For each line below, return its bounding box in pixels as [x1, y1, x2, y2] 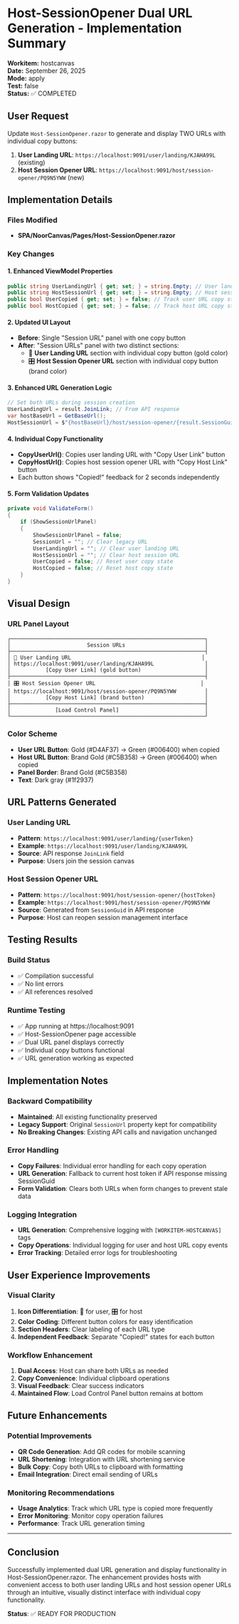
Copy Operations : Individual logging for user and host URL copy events [17, 1241, 228, 1249]
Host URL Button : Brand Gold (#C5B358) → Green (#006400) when [17, 753, 217, 761]
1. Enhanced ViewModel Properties [7, 266, 113, 275]
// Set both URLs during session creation [7, 399, 135, 407]
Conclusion [7, 1546, 60, 1558]
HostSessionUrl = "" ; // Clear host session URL [33, 551, 180, 558]
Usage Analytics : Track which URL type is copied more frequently [17, 1504, 213, 1513]
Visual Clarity [7, 1291, 55, 1301]
